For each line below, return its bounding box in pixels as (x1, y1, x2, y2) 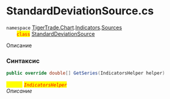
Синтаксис (6, 57, 40, 65)
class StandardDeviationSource (16, 30, 95, 37)
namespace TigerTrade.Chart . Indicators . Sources (6, 24, 122, 31)
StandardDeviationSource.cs (6, 4, 154, 18)
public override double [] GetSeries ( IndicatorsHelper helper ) (6, 70, 165, 76)
